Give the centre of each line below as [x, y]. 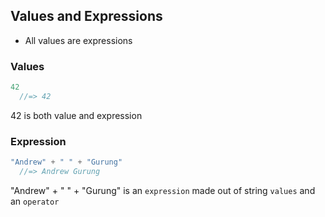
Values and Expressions [86, 16]
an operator [35, 201]
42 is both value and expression [76, 115]
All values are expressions [78, 40]
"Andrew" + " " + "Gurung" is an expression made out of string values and [163, 190]
